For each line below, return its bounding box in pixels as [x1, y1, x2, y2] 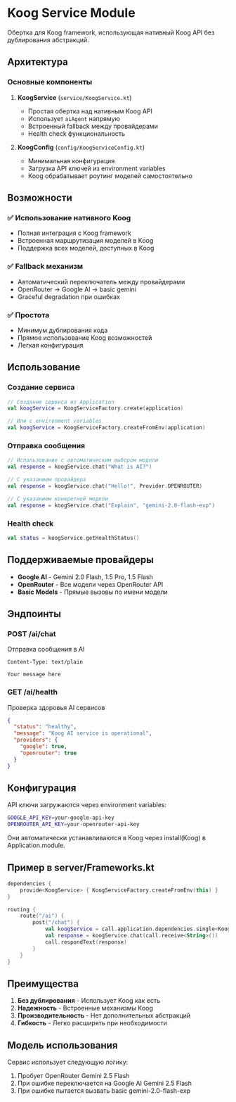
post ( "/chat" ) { [32, 919, 80, 926]
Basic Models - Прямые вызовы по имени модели [17, 588, 169, 596]
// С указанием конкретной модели [7, 495, 109, 502]
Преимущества [7, 977, 79, 989]
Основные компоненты [7, 77, 93, 87]
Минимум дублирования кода [17, 326, 108, 334]
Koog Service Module [7, 5, 136, 21]
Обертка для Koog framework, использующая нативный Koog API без [7, 28, 215, 37]
